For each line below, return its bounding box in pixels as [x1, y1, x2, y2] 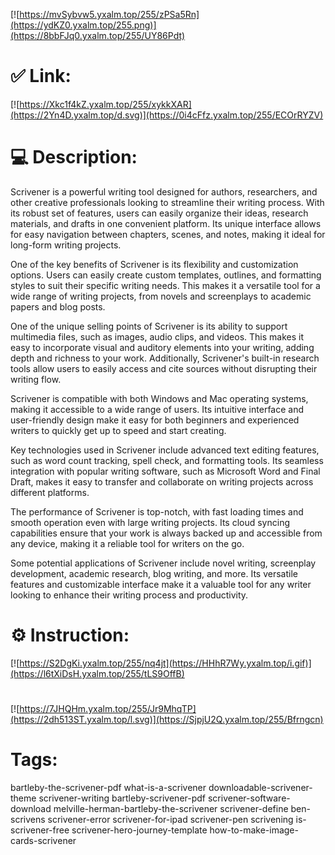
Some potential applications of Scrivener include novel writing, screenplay [10, 557, 317, 569]
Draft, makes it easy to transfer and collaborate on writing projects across [10, 475, 314, 488]
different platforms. [10, 486, 90, 498]
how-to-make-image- [209, 824, 299, 836]
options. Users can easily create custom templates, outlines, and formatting [10, 269, 322, 281]
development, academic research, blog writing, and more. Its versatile [10, 567, 298, 579]
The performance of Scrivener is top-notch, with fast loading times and [10, 505, 304, 518]
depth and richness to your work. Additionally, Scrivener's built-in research [10, 352, 320, 364]
